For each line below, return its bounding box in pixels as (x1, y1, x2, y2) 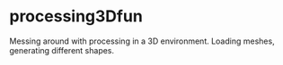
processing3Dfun (9, 6, 144, 27)
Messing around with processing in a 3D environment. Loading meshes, (9, 36, 276, 46)
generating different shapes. (9, 45, 115, 55)
